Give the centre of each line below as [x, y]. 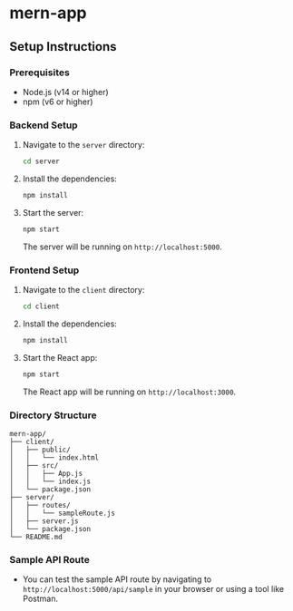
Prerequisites [39, 73]
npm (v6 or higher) [58, 102]
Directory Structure [53, 415]
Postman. [40, 599]
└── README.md [36, 538]
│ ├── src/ [34, 466]
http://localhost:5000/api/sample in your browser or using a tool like [153, 589]
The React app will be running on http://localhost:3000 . [129, 392]
